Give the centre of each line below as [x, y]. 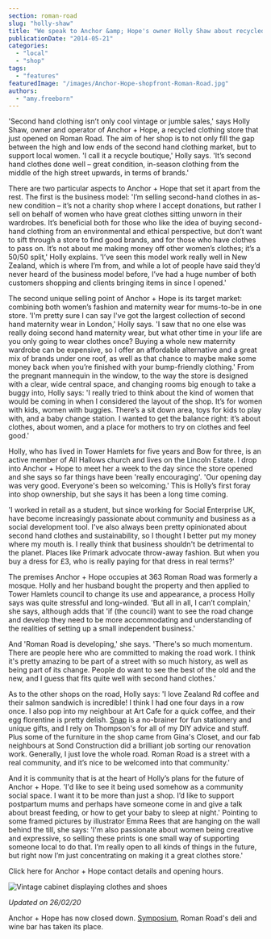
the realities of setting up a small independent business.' [102, 629]
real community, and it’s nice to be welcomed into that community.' [119, 763]
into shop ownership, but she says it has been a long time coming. [118, 494]
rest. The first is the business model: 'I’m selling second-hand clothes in [128, 197]
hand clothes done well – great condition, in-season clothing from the [124, 164]
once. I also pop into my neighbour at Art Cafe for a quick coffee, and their [132, 711]
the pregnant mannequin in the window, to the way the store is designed [128, 375]
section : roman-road [43, 16]
